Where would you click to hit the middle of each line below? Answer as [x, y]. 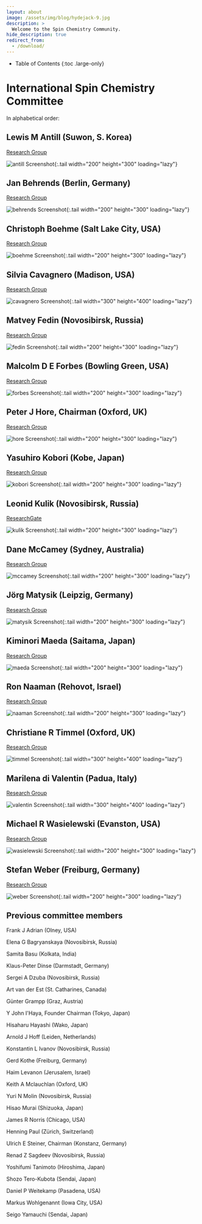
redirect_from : [26, 40]
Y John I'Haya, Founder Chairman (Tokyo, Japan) [68, 1013]
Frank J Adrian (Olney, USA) [42, 931]
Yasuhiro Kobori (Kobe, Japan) [65, 458]
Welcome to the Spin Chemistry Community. [66, 29]
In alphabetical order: [33, 118]
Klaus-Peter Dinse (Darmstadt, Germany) [58, 966]
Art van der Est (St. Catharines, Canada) [57, 990]
